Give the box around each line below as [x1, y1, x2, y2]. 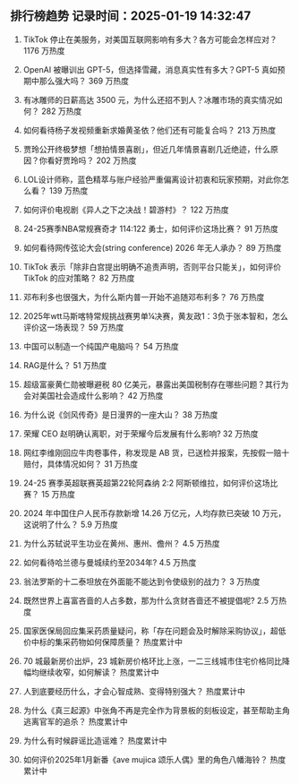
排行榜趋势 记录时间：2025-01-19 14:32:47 [10, 8, 252, 24]
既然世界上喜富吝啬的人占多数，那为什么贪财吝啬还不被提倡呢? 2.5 [22, 595, 269, 606]
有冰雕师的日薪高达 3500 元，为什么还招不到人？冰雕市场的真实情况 [22, 94, 276, 105]
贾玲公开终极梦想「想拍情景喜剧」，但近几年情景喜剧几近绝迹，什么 [22, 143, 271, 154]
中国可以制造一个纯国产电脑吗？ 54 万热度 [22, 340, 180, 351]
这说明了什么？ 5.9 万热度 [22, 519, 119, 530]
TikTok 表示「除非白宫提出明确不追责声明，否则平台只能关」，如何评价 [22, 261, 282, 271]
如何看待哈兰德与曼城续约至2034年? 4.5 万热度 [22, 556, 197, 567]
